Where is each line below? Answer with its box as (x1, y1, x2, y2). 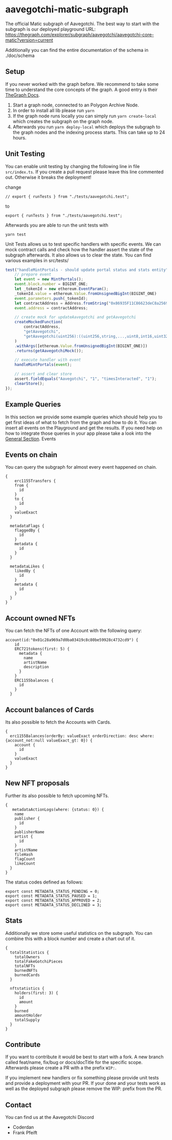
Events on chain (5, 450, 58, 459)
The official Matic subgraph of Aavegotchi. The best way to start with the (5, 21, 160, 27)
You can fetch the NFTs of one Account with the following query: (5, 628, 142, 634)
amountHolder (14, 1013, 42, 1018)
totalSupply (14, 1017, 40, 1022)
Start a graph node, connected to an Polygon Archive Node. (12, 102, 139, 108)
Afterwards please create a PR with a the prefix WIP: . (5, 1065, 117, 1071)
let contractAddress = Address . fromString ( (14, 301, 109, 306)
